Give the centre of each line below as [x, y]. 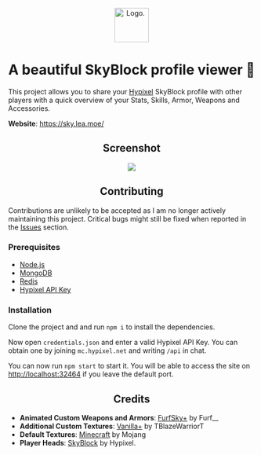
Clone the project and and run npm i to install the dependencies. [112, 327]
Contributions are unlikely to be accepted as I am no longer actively [117, 210]
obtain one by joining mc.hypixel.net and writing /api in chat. [107, 350]
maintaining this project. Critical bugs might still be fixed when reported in [127, 218]
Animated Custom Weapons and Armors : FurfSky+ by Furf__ [119, 417]
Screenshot [132, 148]
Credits [132, 399]
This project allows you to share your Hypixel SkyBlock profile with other [125, 91]
